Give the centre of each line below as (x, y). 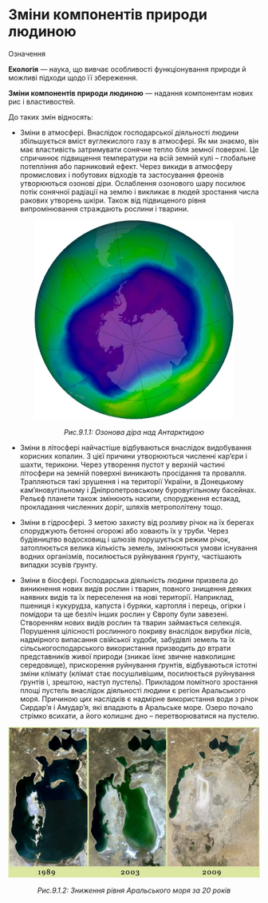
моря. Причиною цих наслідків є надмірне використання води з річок (139, 699)
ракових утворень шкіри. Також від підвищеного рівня (113, 200)
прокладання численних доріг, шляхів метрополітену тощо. (121, 507)
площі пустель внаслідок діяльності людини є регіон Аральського (132, 690)
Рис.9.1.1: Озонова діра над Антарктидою (134, 432)
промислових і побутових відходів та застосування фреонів (122, 175)
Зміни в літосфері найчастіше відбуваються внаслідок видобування (136, 448)
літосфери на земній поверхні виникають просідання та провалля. (133, 473)
